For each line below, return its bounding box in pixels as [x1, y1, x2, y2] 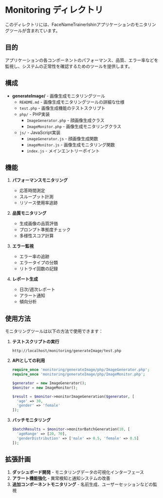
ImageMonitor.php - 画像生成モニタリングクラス [26, 123, 122, 129]
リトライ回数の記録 [19, 266, 58, 271]
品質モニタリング [12, 210, 47, 216]
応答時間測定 [19, 187, 45, 193]
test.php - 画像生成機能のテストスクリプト [19, 105, 106, 111]
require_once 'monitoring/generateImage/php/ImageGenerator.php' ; [12, 367, 150, 373]
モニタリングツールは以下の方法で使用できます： [5, 328, 103, 334]
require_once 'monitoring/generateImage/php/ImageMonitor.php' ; [12, 372, 145, 377]
